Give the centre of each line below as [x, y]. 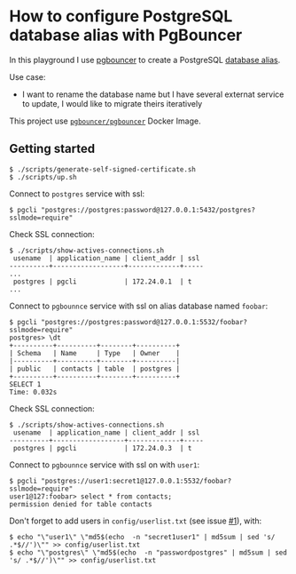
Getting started [52, 149]
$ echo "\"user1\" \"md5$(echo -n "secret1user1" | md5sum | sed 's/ [142, 537]
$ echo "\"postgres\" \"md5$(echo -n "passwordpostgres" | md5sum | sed [148, 553]
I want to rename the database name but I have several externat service [153, 94]
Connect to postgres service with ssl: [77, 194]
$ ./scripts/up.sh [43, 177]
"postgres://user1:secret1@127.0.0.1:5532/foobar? [136, 481]
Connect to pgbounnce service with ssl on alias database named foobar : [139, 306]
